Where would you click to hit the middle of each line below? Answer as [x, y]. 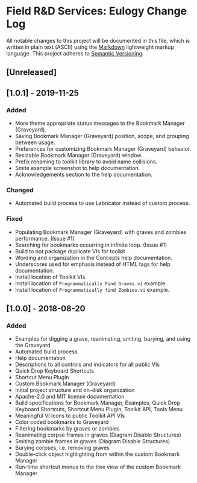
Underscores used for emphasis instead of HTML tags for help [92, 264]
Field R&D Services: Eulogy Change [97, 11]
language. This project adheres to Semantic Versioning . [75, 53]
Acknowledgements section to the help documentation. [83, 175]
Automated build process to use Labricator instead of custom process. [102, 203]
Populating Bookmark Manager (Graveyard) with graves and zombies [101, 232]
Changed [20, 190]
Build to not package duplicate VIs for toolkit [70, 251]
